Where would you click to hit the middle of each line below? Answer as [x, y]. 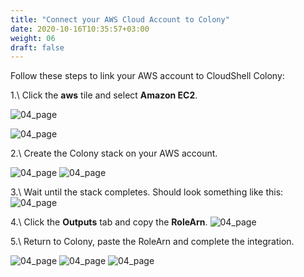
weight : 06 [33, 38]
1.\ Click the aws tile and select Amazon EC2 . [104, 95]
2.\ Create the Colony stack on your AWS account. [114, 153]
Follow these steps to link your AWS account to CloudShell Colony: [147, 76]
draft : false [37, 47]
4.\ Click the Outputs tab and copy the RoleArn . [109, 222]
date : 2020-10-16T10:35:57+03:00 [80, 29]
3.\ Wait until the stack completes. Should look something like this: [147, 192]
